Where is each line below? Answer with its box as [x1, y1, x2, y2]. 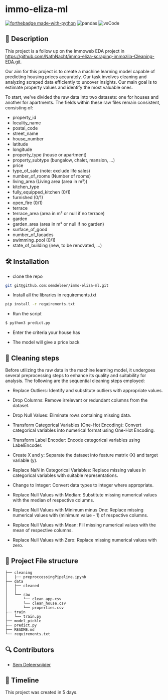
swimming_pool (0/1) [12, 237, 56, 243]
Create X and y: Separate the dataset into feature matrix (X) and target [12, 452, 158, 458]
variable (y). [12, 457, 38, 463]
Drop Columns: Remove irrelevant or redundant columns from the [12, 397, 148, 403]
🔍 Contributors [5, 646, 54, 654]
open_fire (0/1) [12, 200, 43, 206]
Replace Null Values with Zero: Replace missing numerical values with [12, 537, 157, 543]
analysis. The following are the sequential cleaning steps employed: [5, 378, 145, 384]
